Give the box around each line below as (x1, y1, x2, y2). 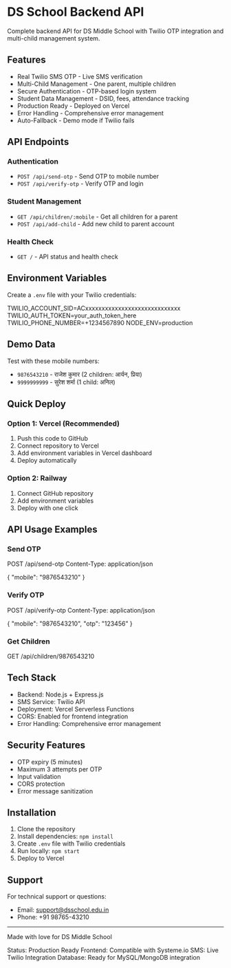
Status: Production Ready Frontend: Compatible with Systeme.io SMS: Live (7, 946, 219, 954)
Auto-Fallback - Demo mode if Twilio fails (16, 116, 135, 124)
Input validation (16, 772, 61, 780)
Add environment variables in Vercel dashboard (16, 449, 153, 457)
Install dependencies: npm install (16, 833, 113, 841)
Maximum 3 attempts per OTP (16, 764, 102, 773)
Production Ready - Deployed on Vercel (16, 101, 130, 110)
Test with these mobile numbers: (7, 357, 100, 365)
